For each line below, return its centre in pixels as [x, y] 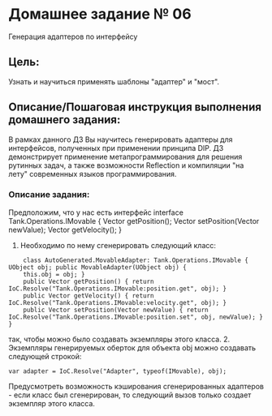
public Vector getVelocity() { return [89, 296]
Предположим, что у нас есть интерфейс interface [96, 212]
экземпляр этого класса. [52, 403]
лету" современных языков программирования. [93, 174]
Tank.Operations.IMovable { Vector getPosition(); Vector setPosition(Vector [134, 221]
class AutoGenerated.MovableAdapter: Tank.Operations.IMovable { [136, 260]
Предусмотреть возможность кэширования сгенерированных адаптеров [136, 386]
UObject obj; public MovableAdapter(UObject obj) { [97, 267]
